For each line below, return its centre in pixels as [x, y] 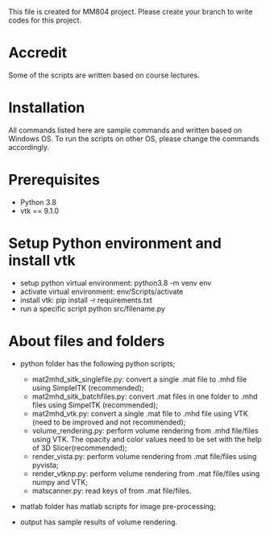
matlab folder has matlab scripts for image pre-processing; [118, 506]
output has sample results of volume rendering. [99, 522]
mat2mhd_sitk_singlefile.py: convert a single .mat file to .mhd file [139, 379]
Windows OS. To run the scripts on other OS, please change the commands [134, 138]
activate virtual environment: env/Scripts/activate [102, 291]
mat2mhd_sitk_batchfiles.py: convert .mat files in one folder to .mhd [145, 396]
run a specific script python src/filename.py [92, 308]
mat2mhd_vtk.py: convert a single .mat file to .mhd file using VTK [140, 413]
